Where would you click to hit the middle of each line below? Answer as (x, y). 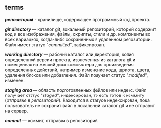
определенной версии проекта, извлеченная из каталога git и (70, 59)
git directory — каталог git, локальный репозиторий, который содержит (80, 29)
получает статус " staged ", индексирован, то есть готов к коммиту (75, 95)
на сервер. (16, 111)
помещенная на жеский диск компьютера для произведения (69, 64)
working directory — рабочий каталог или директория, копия (70, 54)
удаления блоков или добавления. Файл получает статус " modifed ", (77, 75)
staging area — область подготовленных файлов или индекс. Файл (76, 90)
